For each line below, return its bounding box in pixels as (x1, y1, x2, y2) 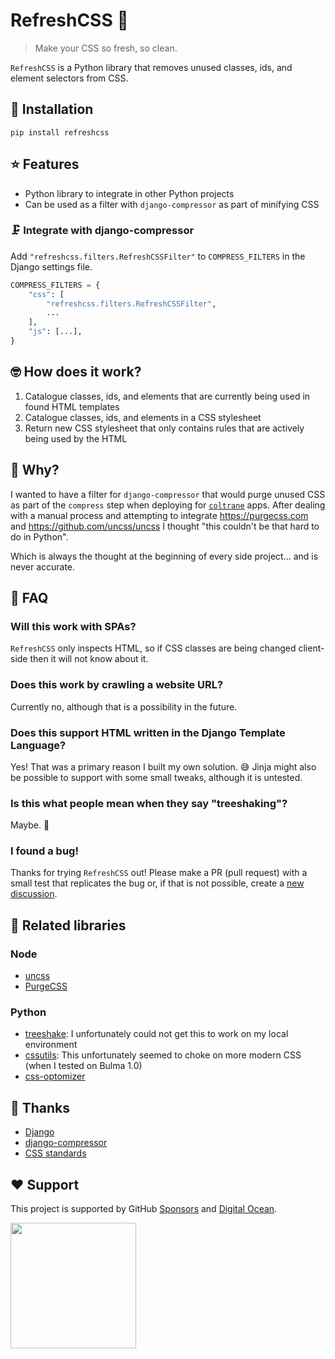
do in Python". (10, 530, 69, 543)
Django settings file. (10, 260, 93, 273)
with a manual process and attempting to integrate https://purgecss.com (10, 509, 309, 521)
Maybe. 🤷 (10, 819, 50, 831)
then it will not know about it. (29, 653, 149, 665)
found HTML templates (24, 400, 120, 413)
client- (298, 642, 325, 654)
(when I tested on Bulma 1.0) (24, 1060, 143, 1072)
